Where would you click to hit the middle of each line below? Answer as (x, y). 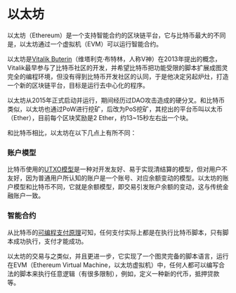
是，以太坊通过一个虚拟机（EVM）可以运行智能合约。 (85, 44)
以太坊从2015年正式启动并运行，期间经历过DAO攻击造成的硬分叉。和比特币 (116, 100)
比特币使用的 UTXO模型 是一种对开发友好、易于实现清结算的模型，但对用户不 (118, 169)
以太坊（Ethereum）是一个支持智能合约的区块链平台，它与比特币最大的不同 (117, 35)
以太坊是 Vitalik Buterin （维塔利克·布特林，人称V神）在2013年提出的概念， (114, 59)
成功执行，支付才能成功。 (50, 241)
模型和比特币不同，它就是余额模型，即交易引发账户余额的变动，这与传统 (118, 187)
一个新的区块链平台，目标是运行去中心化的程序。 (78, 85)
